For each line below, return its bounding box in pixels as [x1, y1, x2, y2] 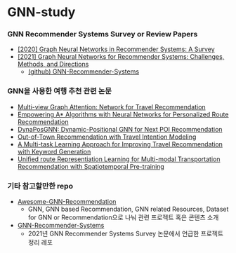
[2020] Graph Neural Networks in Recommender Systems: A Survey [17, 45, 216, 53]
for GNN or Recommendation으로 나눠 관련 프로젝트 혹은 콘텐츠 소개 [27, 213, 219, 221]
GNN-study [7, 4, 76, 20]
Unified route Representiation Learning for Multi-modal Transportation [17, 155, 221, 163]
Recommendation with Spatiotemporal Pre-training [17, 162, 165, 170]
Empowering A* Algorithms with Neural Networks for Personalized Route [17, 110, 229, 118]
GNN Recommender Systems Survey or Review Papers [7, 29, 198, 39]
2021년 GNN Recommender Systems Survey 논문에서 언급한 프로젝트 [27, 229, 223, 238]
